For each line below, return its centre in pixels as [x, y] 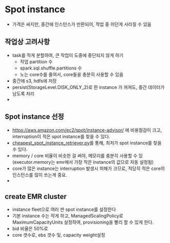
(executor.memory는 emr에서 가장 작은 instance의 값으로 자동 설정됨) [83, 162]
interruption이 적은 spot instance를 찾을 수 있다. [61, 136]
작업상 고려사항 [27, 42]
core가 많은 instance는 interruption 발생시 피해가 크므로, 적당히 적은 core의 [88, 168]
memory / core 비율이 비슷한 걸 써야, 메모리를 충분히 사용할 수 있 [77, 156]
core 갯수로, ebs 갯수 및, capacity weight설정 [59, 235]
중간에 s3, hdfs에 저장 [34, 81]
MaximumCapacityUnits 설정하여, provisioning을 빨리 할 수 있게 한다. [83, 222]
